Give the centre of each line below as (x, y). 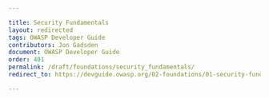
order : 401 (26, 60)
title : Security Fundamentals (59, 22)
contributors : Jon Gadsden (53, 45)
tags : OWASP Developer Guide (57, 37)
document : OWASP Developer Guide (64, 53)
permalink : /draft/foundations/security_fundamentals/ (102, 67)
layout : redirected (41, 30)
